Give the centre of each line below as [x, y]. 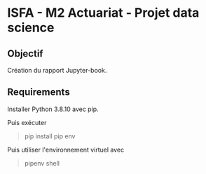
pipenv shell [42, 163]
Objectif [25, 53]
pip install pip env [50, 136]
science [31, 28]
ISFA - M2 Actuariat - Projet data [103, 13]
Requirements [39, 92]
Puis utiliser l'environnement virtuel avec [66, 150]
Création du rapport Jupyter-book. [57, 70]
